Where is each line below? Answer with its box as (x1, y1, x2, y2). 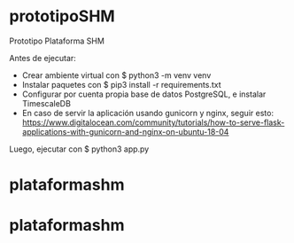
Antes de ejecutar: (9, 52, 77, 63)
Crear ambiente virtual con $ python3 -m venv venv (21, 69, 212, 81)
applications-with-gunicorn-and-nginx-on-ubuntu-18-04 (21, 126, 229, 137)
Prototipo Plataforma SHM (9, 35, 104, 46)
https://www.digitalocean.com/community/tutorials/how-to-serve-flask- (21, 117, 285, 128)
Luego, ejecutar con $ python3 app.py (9, 144, 150, 154)
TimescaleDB (21, 98, 71, 108)
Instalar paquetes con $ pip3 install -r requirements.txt (21, 79, 221, 90)
